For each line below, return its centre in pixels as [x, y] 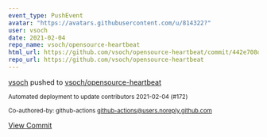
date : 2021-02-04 [37, 38]
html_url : [25, 52]
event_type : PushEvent [46, 15]
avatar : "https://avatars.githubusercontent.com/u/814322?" [110, 23]
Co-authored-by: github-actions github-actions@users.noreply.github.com [110, 110]
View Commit [30, 125]
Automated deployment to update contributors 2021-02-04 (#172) [98, 97]
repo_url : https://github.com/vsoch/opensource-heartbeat [106, 60]
